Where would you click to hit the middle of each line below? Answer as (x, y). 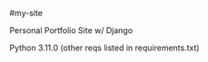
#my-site (26, 13)
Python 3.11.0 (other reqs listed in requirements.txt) (104, 48)
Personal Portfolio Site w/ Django (71, 30)
